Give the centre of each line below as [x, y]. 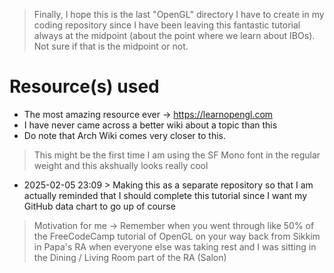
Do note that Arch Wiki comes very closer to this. [124, 135]
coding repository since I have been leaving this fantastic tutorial [167, 25]
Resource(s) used [84, 86]
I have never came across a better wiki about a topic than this [150, 125]
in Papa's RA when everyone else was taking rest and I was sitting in [175, 246]
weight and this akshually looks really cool [121, 165]
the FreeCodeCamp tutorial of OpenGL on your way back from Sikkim [177, 236]
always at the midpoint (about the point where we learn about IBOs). [174, 35]
